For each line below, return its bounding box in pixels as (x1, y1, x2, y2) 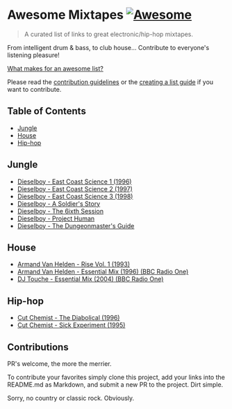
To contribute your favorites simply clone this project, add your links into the (7, 373, 226, 381)
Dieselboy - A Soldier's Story (17, 199, 101, 208)
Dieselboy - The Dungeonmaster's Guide (17, 221, 135, 230)
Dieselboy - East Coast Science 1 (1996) (17, 177, 132, 186)
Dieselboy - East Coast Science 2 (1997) (17, 184, 133, 193)
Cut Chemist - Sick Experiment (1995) (17, 321, 126, 330)
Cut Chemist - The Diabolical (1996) (17, 314, 120, 322)
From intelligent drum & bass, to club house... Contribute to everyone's (7, 43, 210, 51)
